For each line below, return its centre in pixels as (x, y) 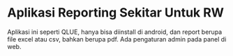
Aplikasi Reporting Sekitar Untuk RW (116, 13)
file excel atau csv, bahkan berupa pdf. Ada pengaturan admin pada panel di (117, 39)
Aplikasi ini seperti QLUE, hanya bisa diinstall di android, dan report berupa (115, 32)
